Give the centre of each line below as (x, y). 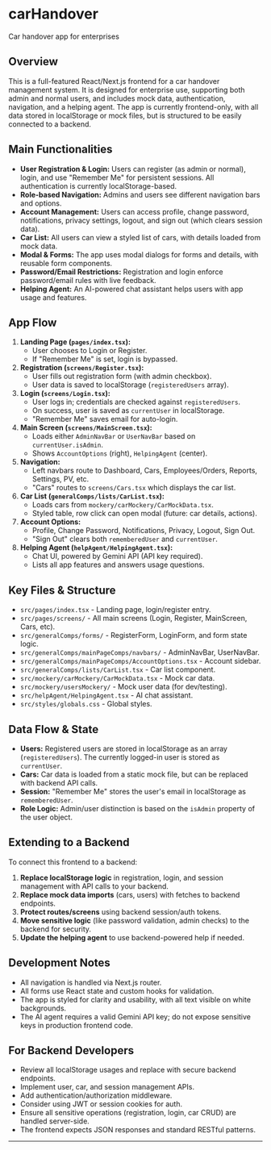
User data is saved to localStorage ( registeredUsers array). (130, 385)
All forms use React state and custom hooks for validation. (117, 991)
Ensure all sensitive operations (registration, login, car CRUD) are (128, 1113)
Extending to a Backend (69, 842)
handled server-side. (55, 1121)
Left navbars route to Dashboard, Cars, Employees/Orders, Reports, (145, 471)
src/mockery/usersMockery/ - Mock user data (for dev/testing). (123, 687)
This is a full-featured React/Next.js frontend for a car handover (114, 81)
